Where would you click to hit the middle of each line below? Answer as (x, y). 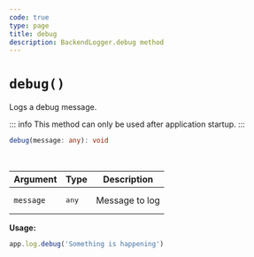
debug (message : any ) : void (59, 141)
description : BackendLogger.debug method (87, 42)
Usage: (23, 228)
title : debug (33, 34)
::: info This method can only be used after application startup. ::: (127, 124)
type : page (29, 26)
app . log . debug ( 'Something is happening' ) (87, 245)
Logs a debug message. (53, 107)
